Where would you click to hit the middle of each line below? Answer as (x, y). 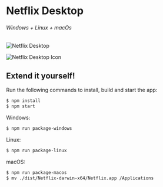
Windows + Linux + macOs (39, 27)
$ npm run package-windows (39, 128)
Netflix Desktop (45, 11)
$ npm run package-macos (36, 172)
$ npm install (24, 101)
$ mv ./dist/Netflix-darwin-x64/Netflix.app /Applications (80, 178)
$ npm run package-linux (36, 150)
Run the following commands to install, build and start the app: (82, 90)
